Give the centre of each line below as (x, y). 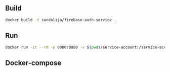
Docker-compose (33, 63)
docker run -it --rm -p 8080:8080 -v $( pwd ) (53, 47)
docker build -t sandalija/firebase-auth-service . (61, 20)
